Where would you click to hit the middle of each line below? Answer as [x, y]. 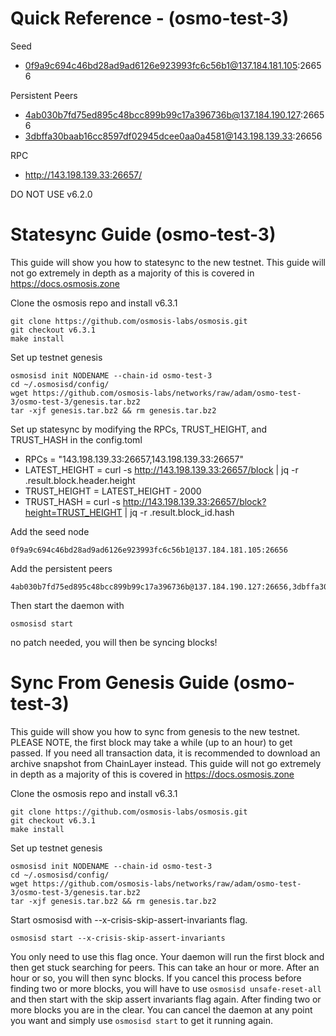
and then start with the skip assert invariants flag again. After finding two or [166, 999]
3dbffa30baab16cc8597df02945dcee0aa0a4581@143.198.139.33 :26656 [173, 136]
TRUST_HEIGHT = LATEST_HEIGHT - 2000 [113, 491]
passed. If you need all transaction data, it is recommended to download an [165, 753]
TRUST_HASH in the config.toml [76, 439]
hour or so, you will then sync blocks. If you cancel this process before [156, 978]
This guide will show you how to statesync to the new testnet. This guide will [168, 262]
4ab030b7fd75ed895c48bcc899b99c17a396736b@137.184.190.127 [163, 114]
